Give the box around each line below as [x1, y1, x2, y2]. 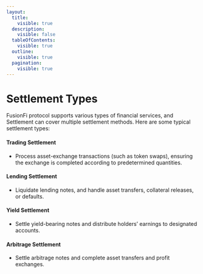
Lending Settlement [6, 173, 58, 180]
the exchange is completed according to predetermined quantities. [15, 159, 182, 166]
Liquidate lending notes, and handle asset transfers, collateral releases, [15, 186, 194, 194]
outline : [12, 49, 34, 55]
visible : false [17, 32, 56, 38]
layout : [6, 9, 26, 15]
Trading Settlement [6, 138, 57, 146]
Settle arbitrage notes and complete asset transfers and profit [15, 254, 170, 262]
